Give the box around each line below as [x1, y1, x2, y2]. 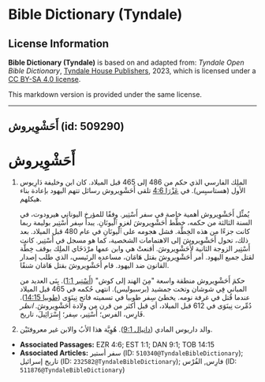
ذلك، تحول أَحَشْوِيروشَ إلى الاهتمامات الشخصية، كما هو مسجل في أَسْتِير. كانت [19, 236, 248, 245]
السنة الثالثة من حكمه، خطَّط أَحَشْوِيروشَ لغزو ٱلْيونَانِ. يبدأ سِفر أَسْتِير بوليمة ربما [19, 218, 252, 228]
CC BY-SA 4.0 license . [8, 75, 81, 83]
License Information [8, 37, 109, 50]
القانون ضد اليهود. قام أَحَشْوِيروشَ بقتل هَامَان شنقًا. [19, 261, 170, 270]
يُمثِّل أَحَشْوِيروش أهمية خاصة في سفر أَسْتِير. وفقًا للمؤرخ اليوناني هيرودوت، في [19, 210, 250, 219]
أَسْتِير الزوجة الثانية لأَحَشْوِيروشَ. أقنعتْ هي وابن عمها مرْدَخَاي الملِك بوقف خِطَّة [19, 244, 251, 254]
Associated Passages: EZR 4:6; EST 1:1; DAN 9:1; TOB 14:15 [19, 340, 215, 350]
